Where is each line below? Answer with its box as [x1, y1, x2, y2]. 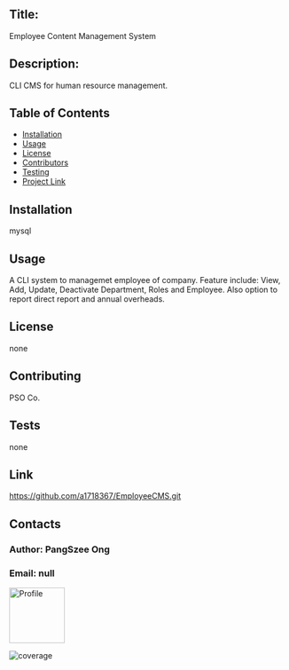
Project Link [21, 177, 66, 187]
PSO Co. [9, 392, 41, 403]
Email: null [9, 567, 55, 579]
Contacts [9, 516, 62, 532]
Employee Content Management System [9, 30, 157, 41]
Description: [9, 57, 80, 72]
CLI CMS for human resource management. [9, 80, 168, 91]
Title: [9, 7, 39, 22]
